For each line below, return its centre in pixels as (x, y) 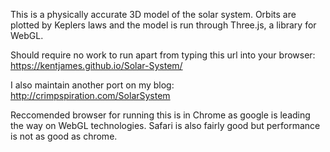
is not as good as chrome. (64, 136)
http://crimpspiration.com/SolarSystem (90, 95)
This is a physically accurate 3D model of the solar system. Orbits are (153, 14)
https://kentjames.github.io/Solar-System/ (96, 65)
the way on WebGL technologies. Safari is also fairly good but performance (165, 125)
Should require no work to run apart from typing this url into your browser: (163, 55)
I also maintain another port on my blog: (92, 85)
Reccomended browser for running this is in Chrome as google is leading (160, 115)
